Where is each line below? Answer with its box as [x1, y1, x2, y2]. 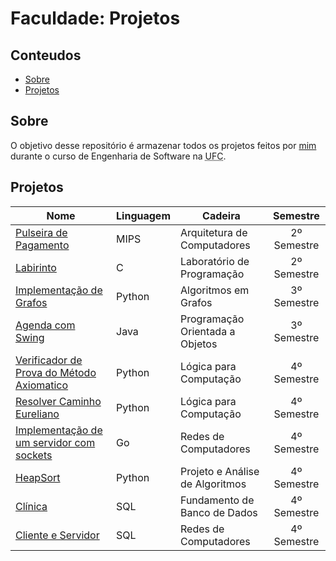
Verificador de [15, 353, 83, 367]
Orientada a [180, 324, 236, 338]
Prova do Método [15, 365, 97, 379]
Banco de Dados [180, 505, 258, 519]
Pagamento [15, 238, 70, 252]
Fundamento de [180, 493, 255, 507]
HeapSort [15, 470, 61, 484]
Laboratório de [180, 254, 250, 268]
